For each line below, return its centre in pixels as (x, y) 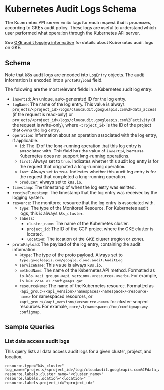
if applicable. (25, 140)
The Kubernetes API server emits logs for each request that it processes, (78, 22)
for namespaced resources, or (62, 296)
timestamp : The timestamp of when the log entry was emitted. (74, 187)
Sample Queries (30, 327)
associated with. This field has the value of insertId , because (82, 151)
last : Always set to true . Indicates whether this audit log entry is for (88, 172)
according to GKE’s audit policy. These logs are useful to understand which (81, 27)
